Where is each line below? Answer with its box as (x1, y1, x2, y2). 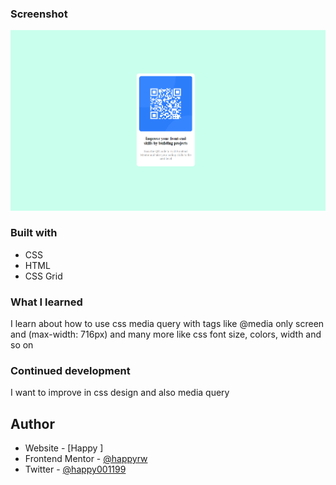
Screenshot (10, 7, 68, 21)
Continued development (10, 364, 131, 378)
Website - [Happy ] (24, 442, 104, 454)
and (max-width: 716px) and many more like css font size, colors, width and (10, 328, 322, 341)
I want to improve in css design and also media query (10, 387, 230, 399)
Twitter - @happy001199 (24, 463, 127, 476)
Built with (10, 226, 58, 240)
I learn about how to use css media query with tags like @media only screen (10, 318, 325, 330)
